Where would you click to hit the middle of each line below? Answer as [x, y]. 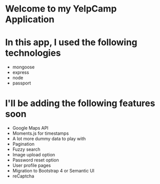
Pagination [23, 144]
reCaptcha [23, 176]
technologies [33, 53]
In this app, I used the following [71, 42]
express [20, 72]
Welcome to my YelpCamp [61, 9]
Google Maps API [30, 128]
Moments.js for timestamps [40, 133]
